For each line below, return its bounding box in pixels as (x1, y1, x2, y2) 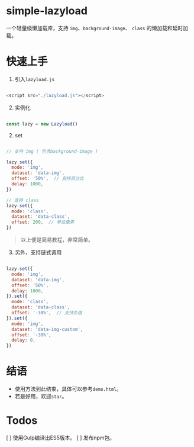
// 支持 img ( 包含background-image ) (6, 148, 99, 155)
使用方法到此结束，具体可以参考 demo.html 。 (14, 385, 122, 393)
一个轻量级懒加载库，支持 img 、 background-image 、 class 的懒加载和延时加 (6, 24, 188, 31)
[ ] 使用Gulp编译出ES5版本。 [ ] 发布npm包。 (6, 434, 115, 441)
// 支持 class (6, 197, 40, 203)
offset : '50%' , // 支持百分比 (11, 176, 84, 182)
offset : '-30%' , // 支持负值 (11, 310, 83, 316)
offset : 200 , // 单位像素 (11, 219, 75, 226)
